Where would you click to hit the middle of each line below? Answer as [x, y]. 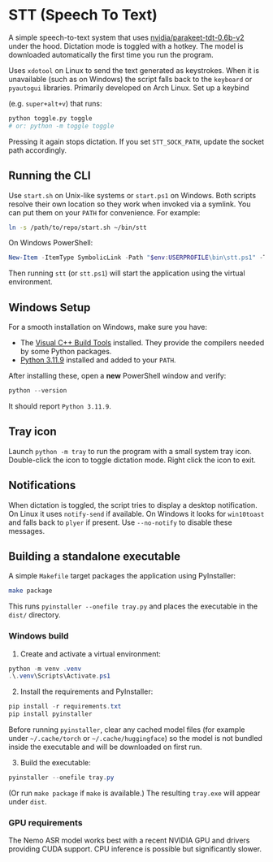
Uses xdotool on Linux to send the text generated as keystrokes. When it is [134, 70]
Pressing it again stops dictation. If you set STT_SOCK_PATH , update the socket [136, 141]
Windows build [39, 636]
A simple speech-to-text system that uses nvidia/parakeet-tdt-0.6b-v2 [127, 37]
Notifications [42, 485]
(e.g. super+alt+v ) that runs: [55, 103]
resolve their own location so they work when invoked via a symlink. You [130, 204]
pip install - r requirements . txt [65, 707]
